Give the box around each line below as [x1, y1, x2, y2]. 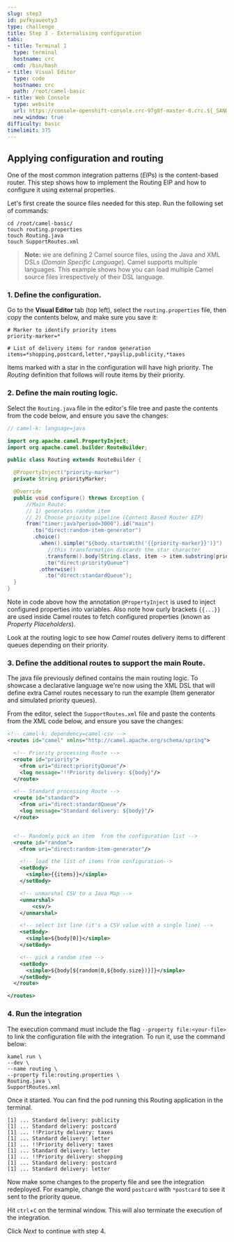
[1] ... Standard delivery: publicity [7, 1117, 120, 1124]
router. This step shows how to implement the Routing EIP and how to [7, 178, 207, 187]
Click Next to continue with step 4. [7, 1227, 107, 1235]
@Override [13, 488, 42, 495]
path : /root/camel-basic [13, 88, 86, 95]
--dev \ [7, 1059, 30, 1066]
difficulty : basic [7, 120, 61, 127]
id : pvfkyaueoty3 [7, 17, 58, 24]
